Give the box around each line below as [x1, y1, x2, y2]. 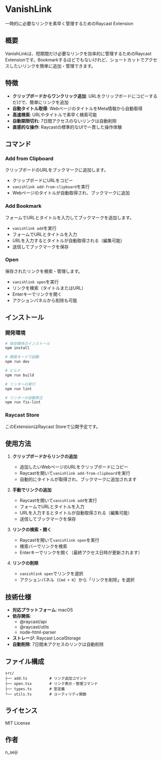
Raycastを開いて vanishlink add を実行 [19, 498, 97, 504]
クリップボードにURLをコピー [12, 178, 73, 184]
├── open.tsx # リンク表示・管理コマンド [5, 681, 98, 687]
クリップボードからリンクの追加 [12, 453, 78, 459]
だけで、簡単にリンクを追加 [12, 99, 69, 105]
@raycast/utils [19, 624, 49, 630]
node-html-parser [19, 629, 57, 635]
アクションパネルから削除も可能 [12, 297, 78, 303]
